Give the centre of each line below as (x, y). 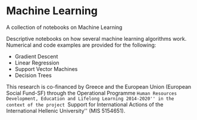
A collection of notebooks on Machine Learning (64, 27)
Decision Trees (33, 75)
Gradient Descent (36, 56)
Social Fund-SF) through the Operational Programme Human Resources (92, 93)
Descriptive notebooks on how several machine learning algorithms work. (96, 38)
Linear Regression (37, 63)
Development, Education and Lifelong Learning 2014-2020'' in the (90, 99)
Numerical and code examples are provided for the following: (81, 45)
